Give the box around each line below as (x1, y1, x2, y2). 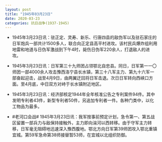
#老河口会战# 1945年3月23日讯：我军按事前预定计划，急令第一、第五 (12, 114, 151, 120)
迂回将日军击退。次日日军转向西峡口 (76, 75, 149, 81)
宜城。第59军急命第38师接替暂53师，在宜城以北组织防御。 (12, 132, 130, 138)
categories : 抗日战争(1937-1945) (5, 20, 70, 26)
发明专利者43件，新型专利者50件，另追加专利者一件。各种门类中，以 (12, 97, 150, 103)
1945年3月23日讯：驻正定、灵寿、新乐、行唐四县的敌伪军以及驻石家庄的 (12, 34, 157, 40)
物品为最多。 (16, 104, 42, 110)
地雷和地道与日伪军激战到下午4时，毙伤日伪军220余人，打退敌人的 (12, 47, 146, 52)
